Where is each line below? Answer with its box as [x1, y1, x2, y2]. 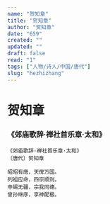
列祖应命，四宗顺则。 [7, 176, 60, 183]
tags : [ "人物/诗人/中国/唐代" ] [7, 63, 91, 70]
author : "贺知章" [7, 23, 55, 30]
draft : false [7, 50, 46, 57]
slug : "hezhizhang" [7, 69, 65, 76]
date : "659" [7, 30, 42, 38]
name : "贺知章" [7, 10, 49, 18]
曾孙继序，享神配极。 [7, 191, 60, 198]
